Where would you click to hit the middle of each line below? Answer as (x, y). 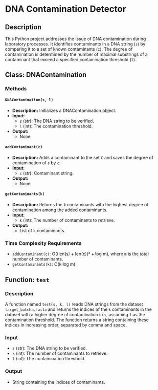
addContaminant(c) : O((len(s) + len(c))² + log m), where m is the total (80, 254)
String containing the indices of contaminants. (58, 382)
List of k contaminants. (42, 230)
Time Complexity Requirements (44, 243)
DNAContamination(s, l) (29, 100)
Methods (16, 89)
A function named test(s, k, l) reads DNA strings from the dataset (74, 304)
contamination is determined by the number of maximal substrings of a (77, 54)
